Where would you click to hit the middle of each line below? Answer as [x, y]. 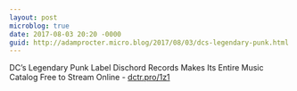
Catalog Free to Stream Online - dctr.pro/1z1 [90, 78]
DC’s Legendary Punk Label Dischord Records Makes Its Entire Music [137, 68]
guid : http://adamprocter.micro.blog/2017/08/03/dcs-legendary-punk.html [149, 42]
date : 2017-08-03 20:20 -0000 [66, 34]
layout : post [33, 17]
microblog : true [39, 26]
